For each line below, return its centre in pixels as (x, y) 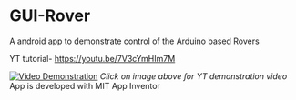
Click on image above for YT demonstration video (194, 76)
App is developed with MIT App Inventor (85, 85)
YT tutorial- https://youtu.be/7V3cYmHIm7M (92, 58)
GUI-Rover (50, 16)
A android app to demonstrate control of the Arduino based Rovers (134, 41)
